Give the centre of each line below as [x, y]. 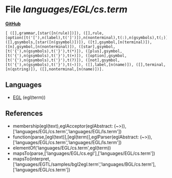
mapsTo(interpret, [31, 158]
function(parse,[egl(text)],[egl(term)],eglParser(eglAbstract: [76, 137]
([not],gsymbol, [103, 60]
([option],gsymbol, [106, 56]
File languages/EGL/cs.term [67, 10]
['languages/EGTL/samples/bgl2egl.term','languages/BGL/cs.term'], [84, 164]
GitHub [13, 24]
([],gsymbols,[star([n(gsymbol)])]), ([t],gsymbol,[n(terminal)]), [79, 42]
